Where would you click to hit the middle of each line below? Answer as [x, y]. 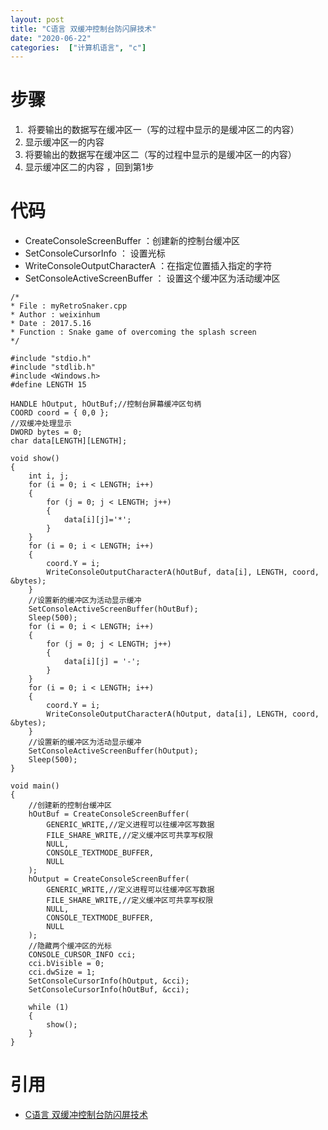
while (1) [49, 1007]
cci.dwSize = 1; [62, 972]
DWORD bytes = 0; [46, 432]
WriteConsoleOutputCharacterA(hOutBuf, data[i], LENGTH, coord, [183, 572]
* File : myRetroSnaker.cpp [69, 306]
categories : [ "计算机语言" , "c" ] [78, 47]
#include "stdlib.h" [53, 367]
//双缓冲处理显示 [41, 424]
